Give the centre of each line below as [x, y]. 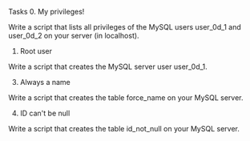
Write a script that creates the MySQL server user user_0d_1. [108, 66]
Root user [36, 51]
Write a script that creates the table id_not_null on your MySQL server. [124, 129]
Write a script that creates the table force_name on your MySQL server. [126, 98]
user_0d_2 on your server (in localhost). [74, 36]
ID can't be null [45, 113]
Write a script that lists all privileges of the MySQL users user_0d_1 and [125, 27]
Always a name [45, 82]
